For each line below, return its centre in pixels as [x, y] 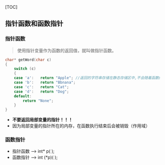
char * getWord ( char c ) [28, 60]
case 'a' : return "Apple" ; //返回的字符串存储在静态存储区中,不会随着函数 [86, 78]
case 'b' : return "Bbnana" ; [45, 83]
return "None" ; [38, 101]
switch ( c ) [25, 69]
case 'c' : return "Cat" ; [41, 87]
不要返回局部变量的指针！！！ [42, 120]
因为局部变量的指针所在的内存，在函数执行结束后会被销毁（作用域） [81, 126]
